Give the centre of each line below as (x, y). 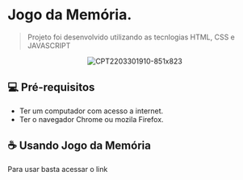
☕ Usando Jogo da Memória (79, 146)
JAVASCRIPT (49, 45)
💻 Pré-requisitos (51, 87)
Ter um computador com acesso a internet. (91, 111)
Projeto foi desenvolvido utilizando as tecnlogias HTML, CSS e (131, 37)
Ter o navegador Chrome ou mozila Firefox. (91, 119)
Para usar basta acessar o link (58, 169)
